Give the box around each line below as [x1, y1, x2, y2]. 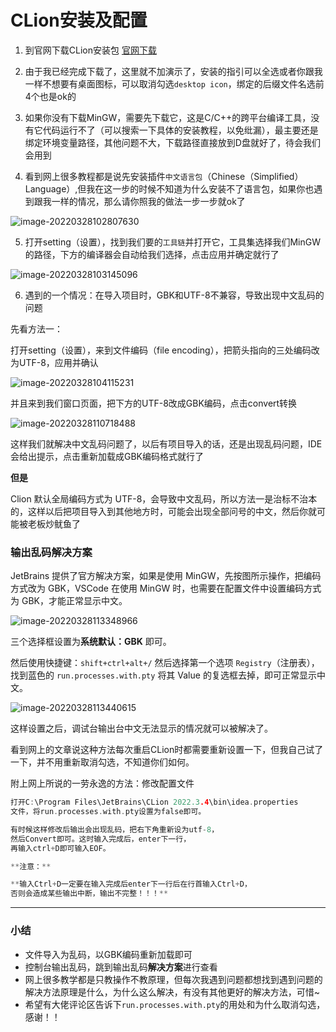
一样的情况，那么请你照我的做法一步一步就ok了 [51, 195, 246, 207]
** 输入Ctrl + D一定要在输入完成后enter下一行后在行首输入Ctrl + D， [10, 879, 252, 890]
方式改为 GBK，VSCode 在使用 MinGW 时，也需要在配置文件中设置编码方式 [10, 582, 322, 595]
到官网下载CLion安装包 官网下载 [24, 44, 157, 56]
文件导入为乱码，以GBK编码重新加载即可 [24, 948, 193, 960]
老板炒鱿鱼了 [27, 517, 81, 530]
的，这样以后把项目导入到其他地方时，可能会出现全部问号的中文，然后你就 [10, 505, 317, 517]
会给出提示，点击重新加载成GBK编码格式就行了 [10, 450, 205, 462]
